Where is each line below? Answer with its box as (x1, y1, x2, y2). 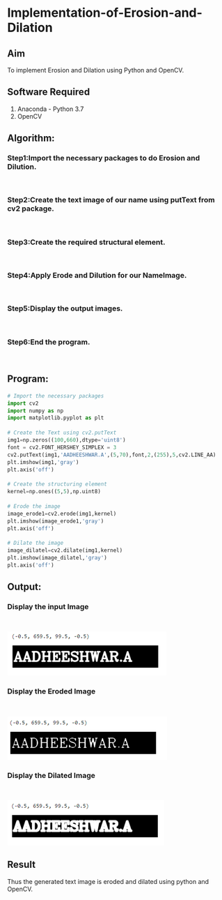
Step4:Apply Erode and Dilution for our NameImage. (7, 271, 187, 280)
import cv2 (7, 400, 39, 407)
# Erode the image (7, 502, 61, 510)
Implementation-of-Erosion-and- (7, 5, 203, 21)
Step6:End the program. (7, 337, 90, 347)
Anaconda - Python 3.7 (17, 105, 84, 113)
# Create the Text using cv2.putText (7, 429, 117, 437)
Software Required (7, 86, 90, 98)
